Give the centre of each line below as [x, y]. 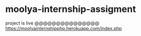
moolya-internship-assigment [71, 9]
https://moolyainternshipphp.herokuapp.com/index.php [64, 28]
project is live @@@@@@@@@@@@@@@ [52, 23]
